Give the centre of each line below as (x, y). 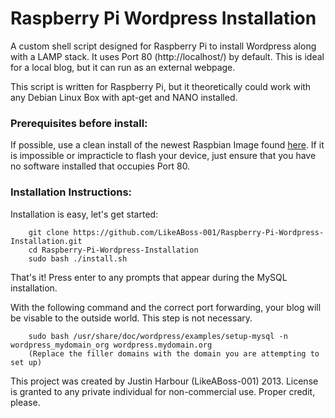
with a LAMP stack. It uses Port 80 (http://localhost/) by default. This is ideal (167, 56)
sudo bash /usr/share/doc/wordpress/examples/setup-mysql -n (158, 336)
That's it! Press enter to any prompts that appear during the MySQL (149, 277)
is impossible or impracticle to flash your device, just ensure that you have (163, 156)
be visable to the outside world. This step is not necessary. (131, 318)
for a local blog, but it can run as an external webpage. (123, 67)
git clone (49, 232)
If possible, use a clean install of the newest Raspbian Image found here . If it (167, 145)
